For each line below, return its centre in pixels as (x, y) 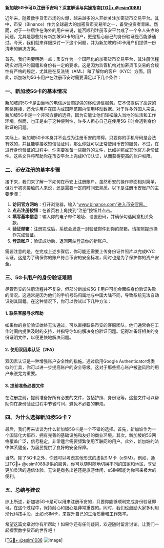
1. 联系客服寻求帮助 (24, 313)
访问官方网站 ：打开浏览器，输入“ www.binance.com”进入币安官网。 (80, 204)
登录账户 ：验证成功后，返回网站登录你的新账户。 (61, 241)
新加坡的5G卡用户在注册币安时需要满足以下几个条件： (68, 77)
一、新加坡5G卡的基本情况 (36, 91)
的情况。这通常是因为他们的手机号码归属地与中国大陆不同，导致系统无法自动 (82, 295)
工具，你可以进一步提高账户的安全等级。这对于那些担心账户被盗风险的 (84, 367)
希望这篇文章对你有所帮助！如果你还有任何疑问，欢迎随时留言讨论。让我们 (80, 524)
